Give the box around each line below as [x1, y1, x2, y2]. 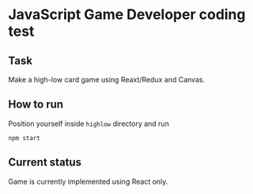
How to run [8, 97, 64, 112]
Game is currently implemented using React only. [8, 177, 168, 186]
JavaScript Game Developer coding [8, 6, 246, 24]
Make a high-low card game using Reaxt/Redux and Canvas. [8, 75, 206, 84]
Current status [8, 156, 81, 169]
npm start [8, 134, 41, 142]
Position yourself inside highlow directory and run [8, 119, 170, 128]
